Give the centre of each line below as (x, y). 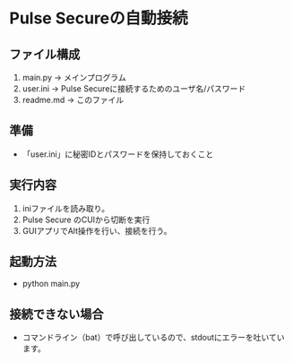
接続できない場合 (56, 314)
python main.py (51, 284)
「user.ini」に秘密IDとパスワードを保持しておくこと (118, 154)
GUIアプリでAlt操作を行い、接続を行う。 (97, 230)
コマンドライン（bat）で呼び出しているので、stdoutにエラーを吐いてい (153, 338)
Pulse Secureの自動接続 (99, 18)
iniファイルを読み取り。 (66, 208)
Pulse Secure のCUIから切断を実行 (86, 220)
